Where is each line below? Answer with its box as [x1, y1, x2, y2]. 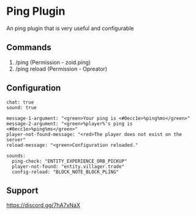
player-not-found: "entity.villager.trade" [12, 164, 124, 170]
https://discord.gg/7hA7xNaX [6, 202, 81, 209]
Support [6, 185, 39, 195]
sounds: [6, 153, 26, 159]
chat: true [6, 99, 34, 105]
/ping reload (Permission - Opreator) [15, 65, 108, 72]
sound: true [6, 104, 37, 111]
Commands [6, 42, 52, 53]
